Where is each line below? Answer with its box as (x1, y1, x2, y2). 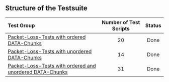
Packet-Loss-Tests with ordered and (8, 62, 97, 69)
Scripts (112, 25, 130, 32)
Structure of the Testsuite (5, 4, 88, 12)
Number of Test (101, 18, 140, 25)
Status (145, 22, 161, 29)
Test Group (8, 22, 35, 29)
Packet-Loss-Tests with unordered (8, 47, 92, 54)
